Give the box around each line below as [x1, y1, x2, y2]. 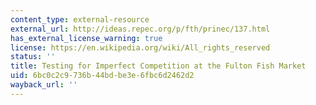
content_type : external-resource [10, 14, 150, 25]
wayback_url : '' [10, 80, 78, 90]
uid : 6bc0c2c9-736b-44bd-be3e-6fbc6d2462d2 [10, 71, 195, 81]
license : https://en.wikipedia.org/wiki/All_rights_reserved [10, 42, 271, 53]
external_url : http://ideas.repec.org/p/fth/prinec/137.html [10, 24, 271, 34]
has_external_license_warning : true [10, 33, 163, 43]
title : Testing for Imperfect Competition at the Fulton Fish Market [10, 61, 307, 71]
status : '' [10, 52, 56, 62]
